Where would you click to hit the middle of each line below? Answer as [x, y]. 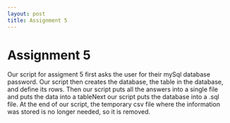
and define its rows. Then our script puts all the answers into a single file [113, 89]
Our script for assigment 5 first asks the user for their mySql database [109, 75]
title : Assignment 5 [38, 20]
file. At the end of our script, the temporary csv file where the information [114, 104]
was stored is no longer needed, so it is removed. [79, 112]
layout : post [26, 14]
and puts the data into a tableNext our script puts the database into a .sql [114, 97]
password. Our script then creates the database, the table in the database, [115, 82]
